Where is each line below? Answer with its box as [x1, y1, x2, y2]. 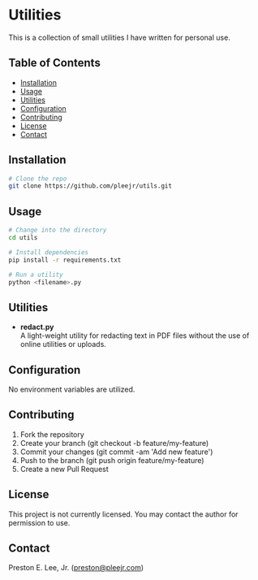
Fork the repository [19, 429, 85, 439]
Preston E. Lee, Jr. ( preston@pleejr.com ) [8, 563, 144, 573]
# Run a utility [8, 271, 63, 279]
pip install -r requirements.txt [8, 256, 122, 264]
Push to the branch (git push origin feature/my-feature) [19, 455, 204, 465]
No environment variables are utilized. [8, 384, 135, 394]
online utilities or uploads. [19, 340, 107, 349]
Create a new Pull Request [19, 464, 110, 474]
